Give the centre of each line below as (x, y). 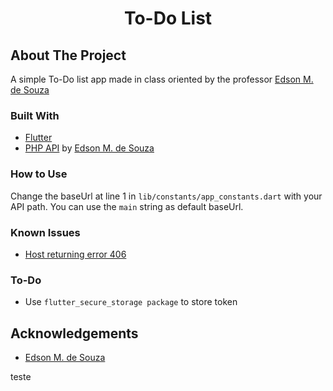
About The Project (68, 55)
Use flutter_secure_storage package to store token (131, 302)
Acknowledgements (74, 333)
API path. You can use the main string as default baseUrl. (127, 206)
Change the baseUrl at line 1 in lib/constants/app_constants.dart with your (166, 196)
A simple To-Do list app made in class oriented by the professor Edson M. (162, 79)
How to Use (39, 174)
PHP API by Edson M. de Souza (89, 148)
